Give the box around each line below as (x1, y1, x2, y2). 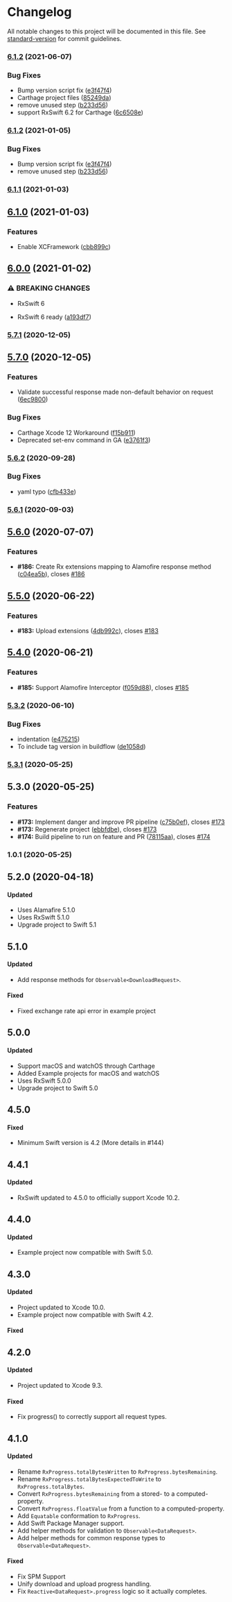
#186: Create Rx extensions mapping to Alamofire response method (17, 562, 211, 571)
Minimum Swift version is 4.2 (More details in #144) (17, 1139, 164, 1147)
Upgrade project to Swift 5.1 (17, 920, 97, 929)
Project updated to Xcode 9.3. (17, 1381, 102, 1390)
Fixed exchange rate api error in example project (17, 1006, 156, 1015)
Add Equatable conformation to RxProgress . (17, 1511, 141, 1519)
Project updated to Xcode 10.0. (17, 1303, 105, 1311)
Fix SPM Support (17, 1572, 66, 1581)
